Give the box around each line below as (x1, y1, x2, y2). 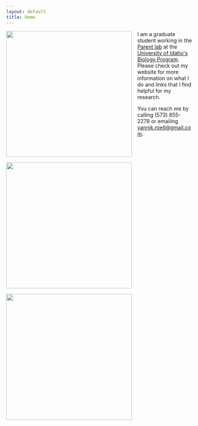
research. (137, 93, 161, 101)
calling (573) (137, 111, 168, 118)
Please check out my (137, 62, 189, 69)
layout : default (6, 8, 46, 15)
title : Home (6, 14, 35, 20)
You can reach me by (137, 105, 189, 112)
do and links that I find (137, 81, 191, 88)
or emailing (151, 117, 178, 124)
